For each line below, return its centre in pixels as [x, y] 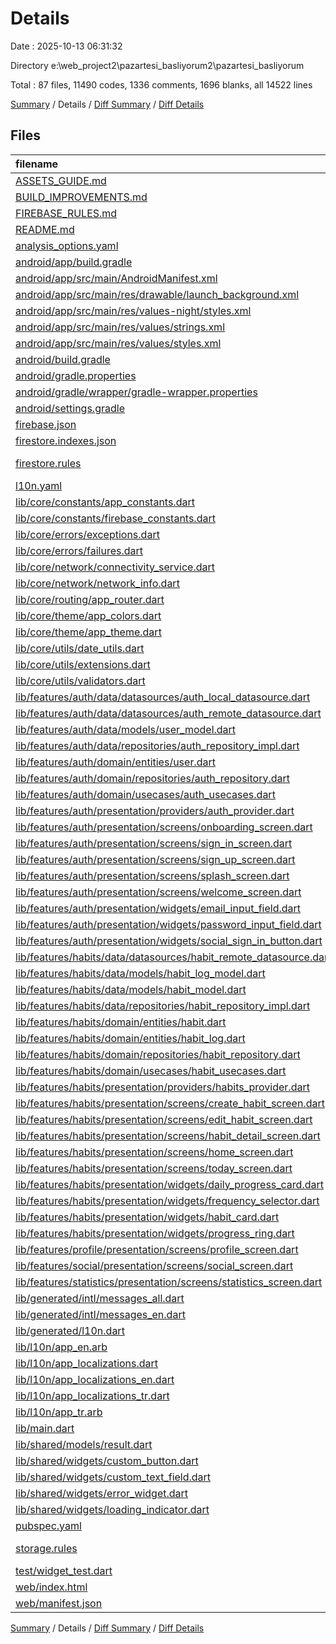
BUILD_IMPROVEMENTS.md [81, 197]
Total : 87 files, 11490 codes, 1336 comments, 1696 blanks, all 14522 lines [161, 84]
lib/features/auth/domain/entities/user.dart [115, 762]
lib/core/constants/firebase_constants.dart [115, 518]
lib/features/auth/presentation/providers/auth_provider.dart [155, 810]
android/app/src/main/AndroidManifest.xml [116, 278]
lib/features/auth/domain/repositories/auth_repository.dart [152, 778]
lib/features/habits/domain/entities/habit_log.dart [130, 1038]
